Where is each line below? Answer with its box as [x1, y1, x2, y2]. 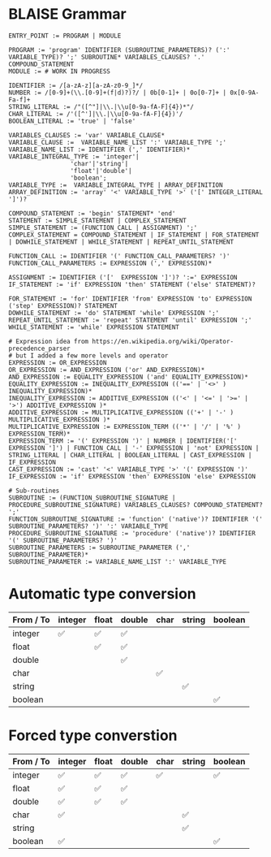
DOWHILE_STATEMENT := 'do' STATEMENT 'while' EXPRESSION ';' [8, 309, 220, 317]
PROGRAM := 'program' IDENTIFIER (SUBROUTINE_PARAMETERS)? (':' [8, 45, 230, 54]
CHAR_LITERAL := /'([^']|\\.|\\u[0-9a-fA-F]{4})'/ [8, 110, 183, 118]
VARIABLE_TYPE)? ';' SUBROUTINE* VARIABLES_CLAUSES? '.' [8, 53, 205, 61]
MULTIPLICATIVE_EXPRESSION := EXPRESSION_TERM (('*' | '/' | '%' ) [8, 422, 242, 431]
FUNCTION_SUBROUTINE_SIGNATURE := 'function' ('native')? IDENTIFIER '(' [8, 515, 264, 523]
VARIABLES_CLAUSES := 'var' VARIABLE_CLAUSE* [8, 131, 165, 139]
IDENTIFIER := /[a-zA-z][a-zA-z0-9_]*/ [8, 81, 144, 89]
